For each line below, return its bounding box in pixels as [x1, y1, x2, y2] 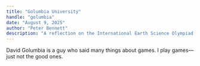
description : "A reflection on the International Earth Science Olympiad [6, 31, 194, 37]
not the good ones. [16, 53, 63, 60]
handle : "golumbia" [6, 14, 55, 20]
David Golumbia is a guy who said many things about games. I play [6, 47, 171, 54]
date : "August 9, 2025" [6, 19, 66, 25]
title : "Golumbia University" [6, 8, 82, 15]
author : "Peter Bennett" [6, 25, 68, 31]
